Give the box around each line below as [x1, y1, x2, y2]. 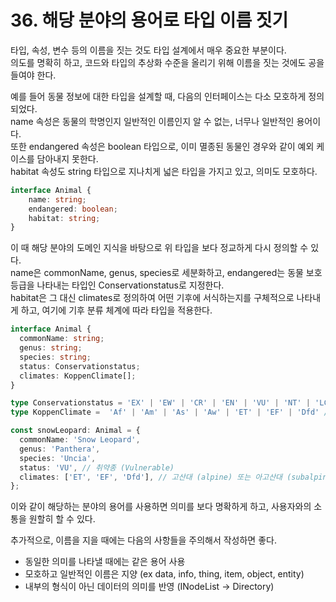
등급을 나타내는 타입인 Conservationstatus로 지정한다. [10, 279, 225, 291]
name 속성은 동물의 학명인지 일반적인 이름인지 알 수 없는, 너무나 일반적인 [10, 115, 295, 127]
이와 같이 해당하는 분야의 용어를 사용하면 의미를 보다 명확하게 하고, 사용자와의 [10, 501, 312, 513]
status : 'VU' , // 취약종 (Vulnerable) [19, 462, 175, 473]
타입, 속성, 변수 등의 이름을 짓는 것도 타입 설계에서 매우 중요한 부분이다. [10, 44, 287, 56]
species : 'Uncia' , [19, 453, 97, 463]
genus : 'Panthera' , [19, 444, 101, 454]
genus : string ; [19, 343, 83, 353]
